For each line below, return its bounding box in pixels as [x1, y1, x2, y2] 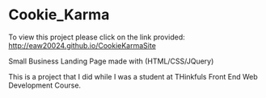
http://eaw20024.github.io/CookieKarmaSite [8, 40, 156, 50]
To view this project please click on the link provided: [8, 32, 186, 42]
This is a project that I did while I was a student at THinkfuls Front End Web [8, 71, 258, 81]
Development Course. [8, 80, 82, 90]
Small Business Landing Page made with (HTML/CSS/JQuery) [8, 56, 214, 66]
